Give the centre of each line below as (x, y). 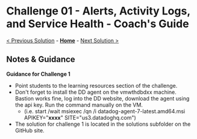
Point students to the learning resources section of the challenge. (96, 85)
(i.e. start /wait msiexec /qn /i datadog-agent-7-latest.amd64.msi (105, 111)
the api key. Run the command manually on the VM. (79, 105)
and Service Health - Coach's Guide (98, 24)
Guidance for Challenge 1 (38, 74)
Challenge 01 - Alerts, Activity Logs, (98, 11)
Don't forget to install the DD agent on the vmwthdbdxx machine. (95, 92)
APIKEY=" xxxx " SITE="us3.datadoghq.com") (80, 117)
